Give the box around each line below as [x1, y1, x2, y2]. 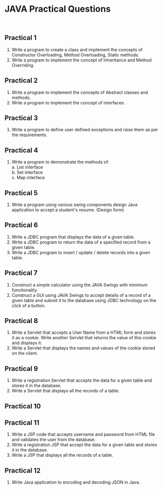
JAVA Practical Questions [4, 3, 111, 15]
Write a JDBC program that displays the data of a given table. [11, 234, 135, 240]
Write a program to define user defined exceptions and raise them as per [11, 127, 158, 133]
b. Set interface [11, 169, 43, 175]
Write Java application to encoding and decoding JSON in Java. [11, 479, 141, 485]
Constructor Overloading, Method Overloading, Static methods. [11, 52, 140, 58]
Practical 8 [4, 317, 38, 325]
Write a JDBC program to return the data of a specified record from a [11, 239, 151, 245]
